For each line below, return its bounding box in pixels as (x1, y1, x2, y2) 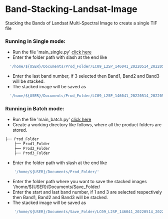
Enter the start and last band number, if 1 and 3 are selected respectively (12, 189, 162, 195)
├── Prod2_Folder (14, 146, 50, 151)
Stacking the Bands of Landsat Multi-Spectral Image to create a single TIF (5, 20, 157, 26)
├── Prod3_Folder (14, 151, 50, 156)
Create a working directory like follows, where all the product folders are (12, 122, 161, 128)
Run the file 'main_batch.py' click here (12, 116, 91, 123)
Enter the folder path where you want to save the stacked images (12, 178, 147, 184)
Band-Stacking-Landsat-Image (5, 3, 137, 15)
